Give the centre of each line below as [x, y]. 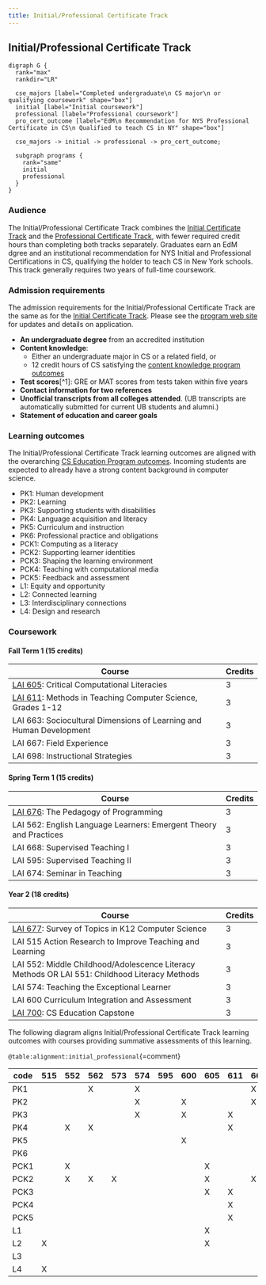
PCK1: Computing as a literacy [69, 544]
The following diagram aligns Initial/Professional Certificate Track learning [129, 1032]
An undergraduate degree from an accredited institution [112, 340]
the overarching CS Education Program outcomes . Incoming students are [127, 462]
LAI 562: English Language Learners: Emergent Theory [114, 824]
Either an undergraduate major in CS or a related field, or [124, 356]
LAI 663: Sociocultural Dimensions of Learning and [107, 720]
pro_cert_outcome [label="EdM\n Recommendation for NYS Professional [132, 121]
